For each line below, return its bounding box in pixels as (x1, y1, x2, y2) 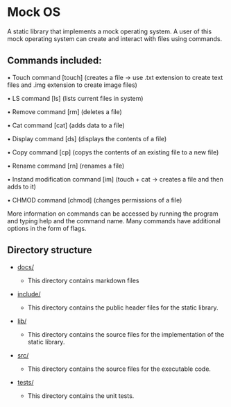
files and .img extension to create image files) (7, 81, 137, 89)
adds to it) (7, 182, 37, 191)
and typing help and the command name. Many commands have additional (7, 216, 221, 225)
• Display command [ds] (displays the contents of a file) (7, 134, 167, 143)
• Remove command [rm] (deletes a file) (7, 107, 123, 115)
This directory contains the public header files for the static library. (27, 303, 219, 312)
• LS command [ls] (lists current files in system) (7, 94, 144, 102)
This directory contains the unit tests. (27, 391, 135, 400)
